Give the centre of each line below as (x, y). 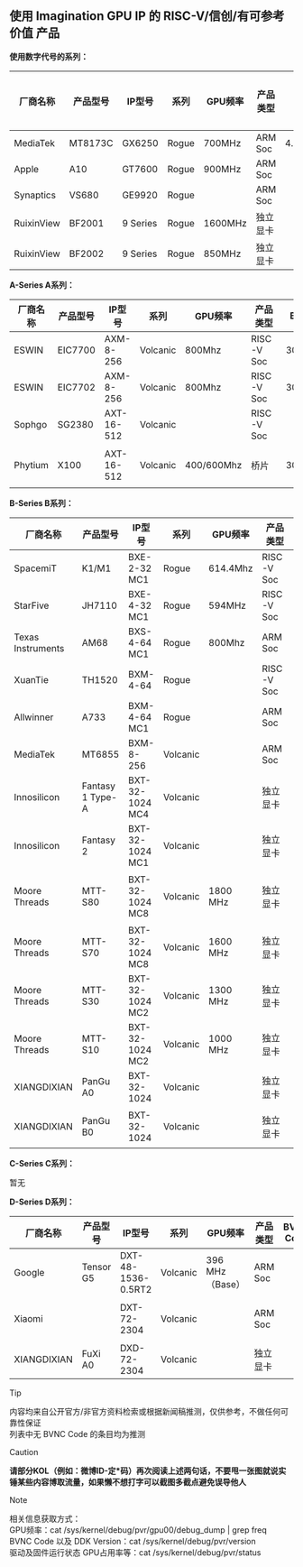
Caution (24, 1452)
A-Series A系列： (42, 285)
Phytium (32, 465)
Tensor (96, 1267)
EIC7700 (77, 350)
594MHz (227, 605)
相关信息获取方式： (45, 1518)
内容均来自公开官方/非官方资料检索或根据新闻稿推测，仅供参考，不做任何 (145, 1411)
